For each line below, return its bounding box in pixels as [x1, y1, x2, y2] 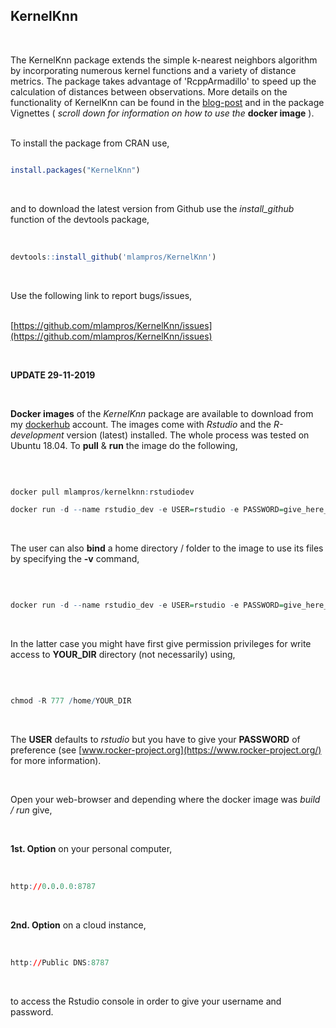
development [10, 429, 65, 441]
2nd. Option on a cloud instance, [10, 919, 147, 931]
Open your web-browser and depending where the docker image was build [10, 794, 321, 806]
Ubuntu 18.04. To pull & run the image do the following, [10, 439, 238, 451]
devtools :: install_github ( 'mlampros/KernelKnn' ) [10, 252, 217, 262]
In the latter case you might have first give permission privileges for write [10, 638, 312, 650]
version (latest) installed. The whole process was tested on [66, 429, 310, 441]
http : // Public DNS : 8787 [10, 957, 110, 968]
